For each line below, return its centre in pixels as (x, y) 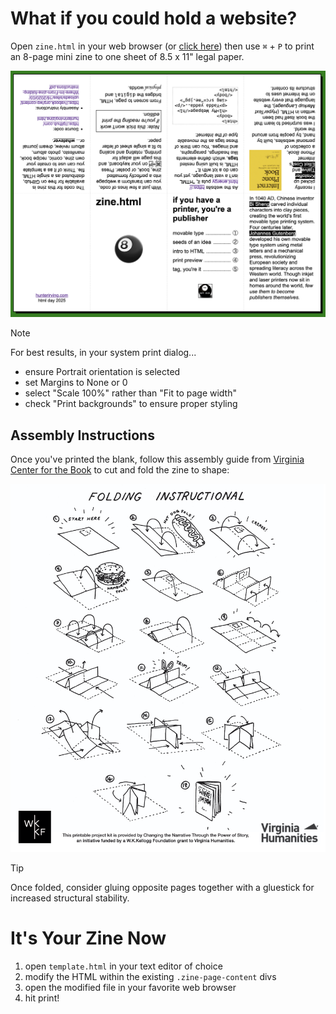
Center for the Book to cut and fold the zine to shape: (120, 469)
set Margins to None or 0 (76, 383)
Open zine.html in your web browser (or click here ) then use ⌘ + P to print (162, 46)
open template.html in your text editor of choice (123, 966)
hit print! (42, 998)
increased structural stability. (70, 898)
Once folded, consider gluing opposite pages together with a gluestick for (162, 888)
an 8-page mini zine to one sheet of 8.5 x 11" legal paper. (127, 56)
